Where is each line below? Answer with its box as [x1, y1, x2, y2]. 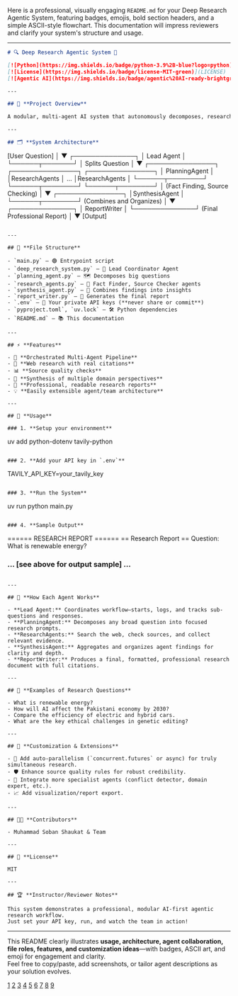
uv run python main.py [7, 502, 73, 510]
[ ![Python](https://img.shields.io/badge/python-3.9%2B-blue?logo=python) [7, 62, 233, 69]
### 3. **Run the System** [7, 489, 87, 497]
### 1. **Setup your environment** [7, 424, 113, 431]
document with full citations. [7, 662, 100, 669]
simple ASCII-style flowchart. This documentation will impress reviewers [7, 21, 219, 29]
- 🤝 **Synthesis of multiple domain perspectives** [7, 375, 163, 382]
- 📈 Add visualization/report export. [7, 790, 124, 797]
